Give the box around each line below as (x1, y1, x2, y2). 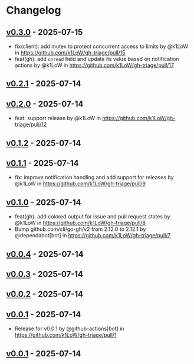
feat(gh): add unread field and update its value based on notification (14, 56, 179, 62)
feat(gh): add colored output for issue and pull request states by (14, 213, 170, 220)
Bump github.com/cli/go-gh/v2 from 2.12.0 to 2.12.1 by (14, 226, 146, 233)
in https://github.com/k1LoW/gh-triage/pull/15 (14, 49, 126, 56)
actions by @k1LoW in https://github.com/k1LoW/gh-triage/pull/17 (14, 62, 174, 69)
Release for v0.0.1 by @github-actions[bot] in (14, 325, 125, 332)
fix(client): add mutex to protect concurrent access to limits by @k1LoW (14, 43, 189, 50)
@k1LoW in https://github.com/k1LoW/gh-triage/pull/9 (14, 180, 146, 187)
